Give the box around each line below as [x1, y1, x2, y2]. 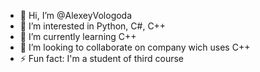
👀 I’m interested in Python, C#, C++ [19, 20, 167, 32]
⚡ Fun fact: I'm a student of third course [19, 53, 185, 64]
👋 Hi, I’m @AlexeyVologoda [19, 10, 133, 21]
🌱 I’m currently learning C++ [19, 31, 137, 42]
